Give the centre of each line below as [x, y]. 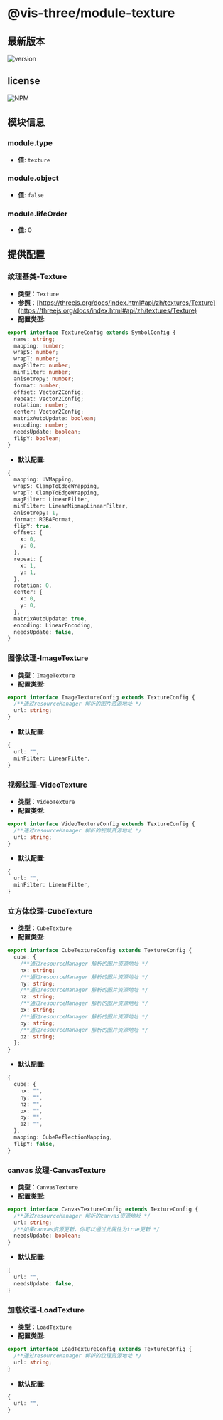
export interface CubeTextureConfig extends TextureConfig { [100, 951]
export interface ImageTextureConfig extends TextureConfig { [101, 697]
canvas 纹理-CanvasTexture [57, 1170]
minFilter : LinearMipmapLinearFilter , [71, 506]
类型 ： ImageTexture [46, 675]
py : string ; [38, 1023]
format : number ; [38, 385]
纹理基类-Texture [37, 277]
